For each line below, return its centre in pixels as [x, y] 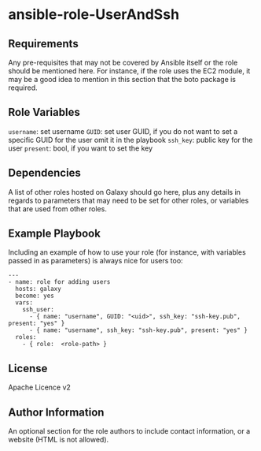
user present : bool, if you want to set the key [81, 148]
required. [23, 88]
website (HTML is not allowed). [59, 440]
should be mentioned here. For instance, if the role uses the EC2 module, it [129, 71]
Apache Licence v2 [39, 387]
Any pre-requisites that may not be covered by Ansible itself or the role [123, 62]
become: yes [35, 296]
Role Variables [44, 112]
